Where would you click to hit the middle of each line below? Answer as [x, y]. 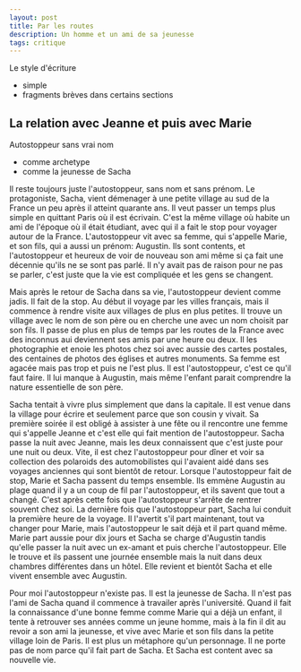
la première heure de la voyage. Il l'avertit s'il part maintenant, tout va [137, 519]
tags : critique [38, 43]
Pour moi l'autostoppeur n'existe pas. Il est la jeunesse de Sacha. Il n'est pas [150, 593]
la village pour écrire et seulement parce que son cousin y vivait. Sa [134, 414]
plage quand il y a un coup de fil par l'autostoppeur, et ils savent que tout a [147, 490]
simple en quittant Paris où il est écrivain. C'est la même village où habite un [150, 218]
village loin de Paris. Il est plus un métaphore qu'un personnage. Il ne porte [148, 641]
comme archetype [56, 162]
